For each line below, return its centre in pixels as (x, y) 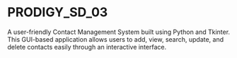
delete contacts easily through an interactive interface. (87, 47)
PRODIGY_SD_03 (58, 12)
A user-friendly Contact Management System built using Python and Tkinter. (119, 32)
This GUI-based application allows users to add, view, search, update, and (116, 39)
